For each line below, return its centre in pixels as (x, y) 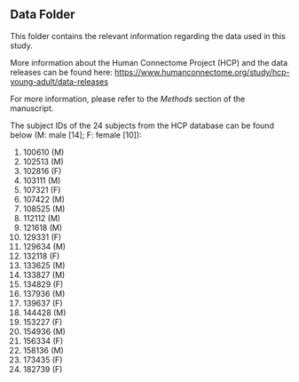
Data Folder (43, 15)
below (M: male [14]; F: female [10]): (76, 135)
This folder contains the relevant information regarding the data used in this (148, 36)
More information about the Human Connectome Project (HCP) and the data (149, 62)
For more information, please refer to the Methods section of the (128, 99)
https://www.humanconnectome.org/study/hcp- (202, 72)
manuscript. (32, 108)
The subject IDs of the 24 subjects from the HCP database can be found (142, 125)
